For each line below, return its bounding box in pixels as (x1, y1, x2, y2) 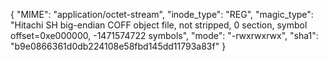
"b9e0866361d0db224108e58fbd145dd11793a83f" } (10, 40, 227, 52)
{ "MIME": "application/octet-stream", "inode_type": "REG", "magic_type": (10, 9, 314, 20)
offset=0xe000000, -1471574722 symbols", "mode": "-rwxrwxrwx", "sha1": (10, 30, 319, 41)
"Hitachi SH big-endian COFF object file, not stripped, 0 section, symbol (10, 19, 308, 31)
